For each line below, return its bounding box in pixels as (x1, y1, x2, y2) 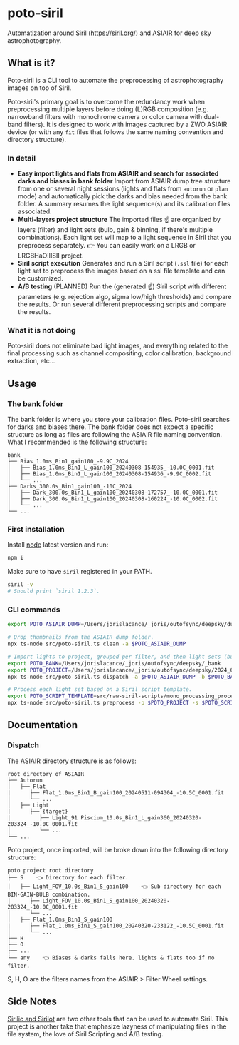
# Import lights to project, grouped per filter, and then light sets (7, 653, 221, 660)
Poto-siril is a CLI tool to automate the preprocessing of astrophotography (7, 76, 224, 84)
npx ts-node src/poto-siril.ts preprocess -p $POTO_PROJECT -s (7, 700, 199, 707)
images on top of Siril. (7, 84, 72, 92)
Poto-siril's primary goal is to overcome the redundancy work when (7, 97, 205, 106)
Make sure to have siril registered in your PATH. (7, 567, 152, 576)
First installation (7, 524, 65, 534)
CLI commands (7, 605, 60, 615)
